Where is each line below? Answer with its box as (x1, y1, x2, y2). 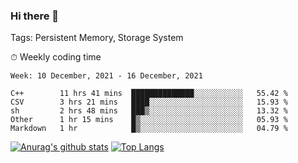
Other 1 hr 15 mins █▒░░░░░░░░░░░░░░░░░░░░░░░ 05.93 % (10, 115, 288, 125)
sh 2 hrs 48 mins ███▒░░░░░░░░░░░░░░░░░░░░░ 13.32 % (10, 106, 288, 116)
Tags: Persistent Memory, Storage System (10, 32, 184, 44)
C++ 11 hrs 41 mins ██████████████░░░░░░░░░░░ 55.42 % (10, 89, 288, 99)
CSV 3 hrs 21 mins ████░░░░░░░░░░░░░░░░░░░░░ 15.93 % (10, 97, 288, 108)
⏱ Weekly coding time (10, 51, 102, 63)
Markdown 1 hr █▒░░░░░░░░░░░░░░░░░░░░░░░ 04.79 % (10, 124, 288, 134)
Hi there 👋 (10, 9, 60, 23)
